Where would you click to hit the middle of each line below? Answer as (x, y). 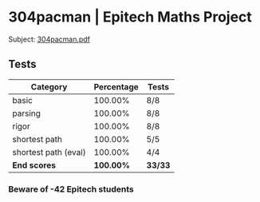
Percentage (116, 86)
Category (49, 86)
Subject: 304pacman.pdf (49, 39)
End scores (34, 165)
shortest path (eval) (49, 152)
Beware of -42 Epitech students (71, 189)
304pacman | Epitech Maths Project (130, 17)
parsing (27, 113)
